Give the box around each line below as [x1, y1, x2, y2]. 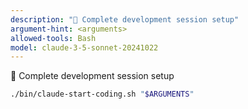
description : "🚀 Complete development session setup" [10, 14, 240, 25]
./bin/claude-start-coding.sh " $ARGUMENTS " [10, 89, 195, 100]
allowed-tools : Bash [10, 33, 97, 43]
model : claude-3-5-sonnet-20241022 [10, 42, 159, 53]
